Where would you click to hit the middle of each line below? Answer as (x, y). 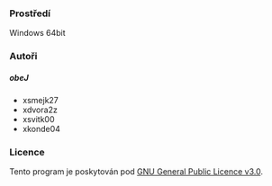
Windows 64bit (37, 33)
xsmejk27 (40, 101)
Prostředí (30, 13)
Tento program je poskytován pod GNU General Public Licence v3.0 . (136, 172)
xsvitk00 (39, 120)
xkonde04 (41, 129)
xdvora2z (40, 110)
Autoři (23, 57)
